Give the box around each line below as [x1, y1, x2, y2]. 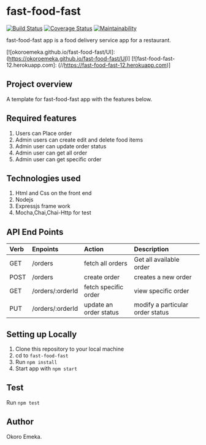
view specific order [134, 287, 189, 295]
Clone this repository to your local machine [15, 345, 124, 352]
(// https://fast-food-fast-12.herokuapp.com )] [58, 61, 171, 69]
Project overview [6, 79, 73, 89]
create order [83, 273, 120, 281]
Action [83, 245, 104, 254]
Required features [6, 113, 77, 124]
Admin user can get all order [15, 149, 88, 156]
